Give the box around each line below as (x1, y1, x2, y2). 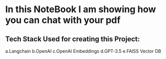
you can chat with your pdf (5, 14, 121, 26)
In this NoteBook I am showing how (5, 4, 156, 15)
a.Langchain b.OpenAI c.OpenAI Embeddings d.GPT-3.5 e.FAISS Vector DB (5, 48, 161, 54)
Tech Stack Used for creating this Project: (5, 35, 140, 43)
